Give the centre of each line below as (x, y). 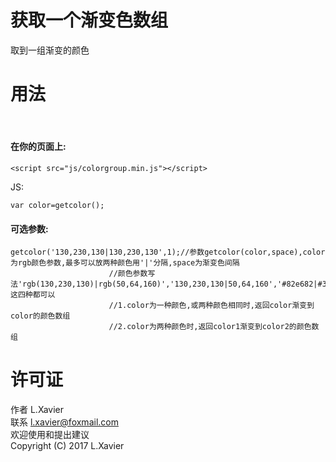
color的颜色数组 (40, 316)
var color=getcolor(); (57, 206)
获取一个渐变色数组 (89, 20)
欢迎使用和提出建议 (50, 435)
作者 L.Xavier (37, 410)
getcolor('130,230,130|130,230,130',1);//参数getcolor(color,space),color (168, 252)
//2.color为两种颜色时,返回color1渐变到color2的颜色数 (214, 327)
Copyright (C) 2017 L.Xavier (67, 446)
